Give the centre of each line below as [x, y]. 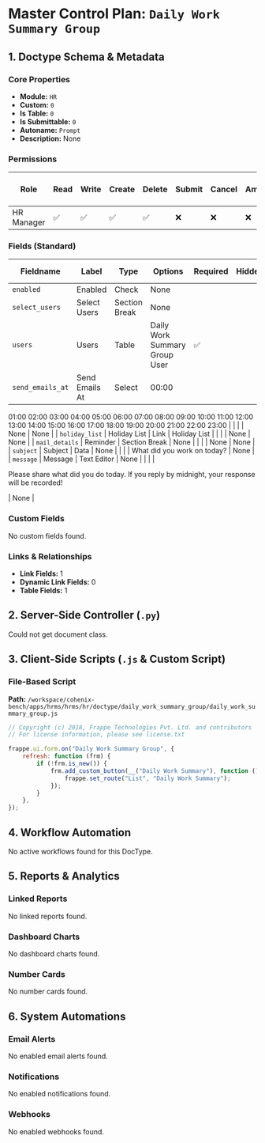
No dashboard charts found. [54, 953]
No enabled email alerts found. [58, 1056]
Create [122, 189]
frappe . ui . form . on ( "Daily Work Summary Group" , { [91, 749]
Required [211, 271]
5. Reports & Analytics [64, 876]
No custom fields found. [47, 536]
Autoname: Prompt [50, 130]
